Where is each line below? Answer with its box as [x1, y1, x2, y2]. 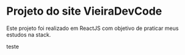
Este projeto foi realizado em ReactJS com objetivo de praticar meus [6, 24, 179, 32]
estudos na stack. [6, 31, 51, 38]
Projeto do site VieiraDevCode [6, 4, 162, 18]
